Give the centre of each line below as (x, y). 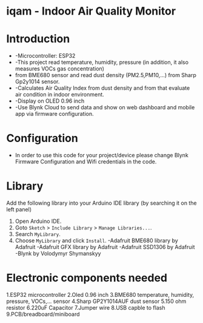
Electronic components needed (87, 278)
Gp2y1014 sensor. (37, 82)
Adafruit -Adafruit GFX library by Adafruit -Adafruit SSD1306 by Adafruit (105, 247)
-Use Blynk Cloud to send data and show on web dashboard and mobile (105, 107)
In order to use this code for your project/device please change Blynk (102, 155)
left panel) (19, 209)
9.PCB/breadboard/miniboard (43, 314)
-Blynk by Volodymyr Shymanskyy (58, 253)
